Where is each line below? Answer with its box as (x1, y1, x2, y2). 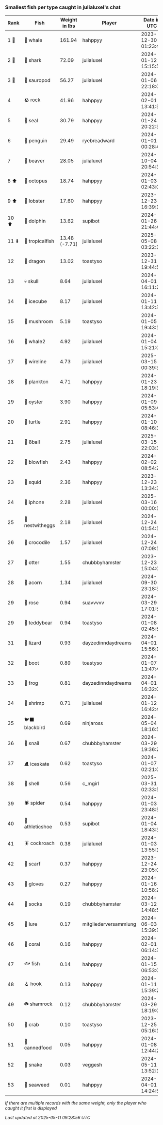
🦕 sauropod (24, 77, 51, 84)
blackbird (24, 724, 46, 731)
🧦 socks (24, 900, 43, 907)
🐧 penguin (24, 137, 48, 144)
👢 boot (24, 659, 39, 666)
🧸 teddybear (24, 619, 52, 626)
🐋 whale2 (24, 338, 46, 345)
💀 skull (24, 278, 39, 285)
